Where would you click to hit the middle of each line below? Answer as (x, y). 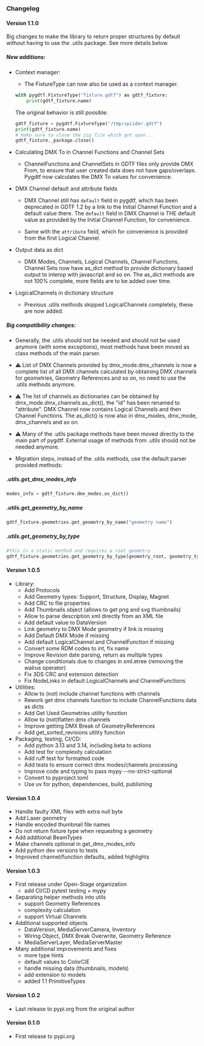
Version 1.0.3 (23, 871)
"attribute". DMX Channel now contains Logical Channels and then (98, 410)
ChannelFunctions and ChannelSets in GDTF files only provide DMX (109, 164)
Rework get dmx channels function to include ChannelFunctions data (110, 700)
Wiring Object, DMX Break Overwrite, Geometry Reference (97, 936)
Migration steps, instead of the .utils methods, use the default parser (101, 459)
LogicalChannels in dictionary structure (64, 293)
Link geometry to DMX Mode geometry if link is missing (93, 629)
